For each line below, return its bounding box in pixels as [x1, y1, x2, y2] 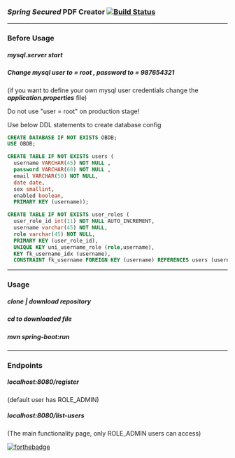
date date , [13, 179, 45, 186]
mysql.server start [7, 50, 63, 59]
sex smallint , [13, 185, 55, 192]
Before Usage [7, 34, 55, 43]
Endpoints [7, 360, 43, 370]
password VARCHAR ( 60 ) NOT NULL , [13, 166, 111, 173]
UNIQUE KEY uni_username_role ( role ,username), [13, 243, 155, 251]
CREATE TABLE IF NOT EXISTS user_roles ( [7, 211, 130, 218]
